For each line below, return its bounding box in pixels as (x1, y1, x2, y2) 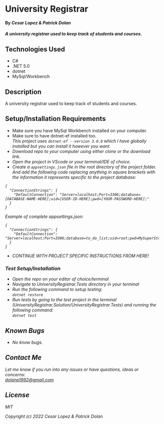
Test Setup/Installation (5, 265, 61, 271)
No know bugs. (12, 339, 43, 345)
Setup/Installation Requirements (5, 115, 106, 123)
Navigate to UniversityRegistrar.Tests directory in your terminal (12, 281, 139, 287)
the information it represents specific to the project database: (12, 174, 137, 180)
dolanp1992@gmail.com (5, 377, 54, 383)
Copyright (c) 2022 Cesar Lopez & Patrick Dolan (5, 413, 103, 419)
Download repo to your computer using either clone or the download (12, 148, 150, 154)
